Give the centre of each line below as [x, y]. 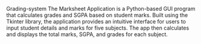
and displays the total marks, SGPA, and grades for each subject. [87, 34]
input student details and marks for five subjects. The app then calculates [98, 28]
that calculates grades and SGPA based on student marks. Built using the [97, 15]
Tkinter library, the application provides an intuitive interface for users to [96, 21]
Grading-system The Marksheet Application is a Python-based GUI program [101, 9]
